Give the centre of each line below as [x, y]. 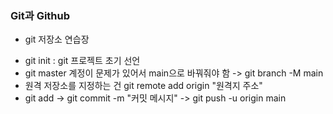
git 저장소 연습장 [57, 39]
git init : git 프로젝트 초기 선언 [82, 61]
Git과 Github [40, 15]
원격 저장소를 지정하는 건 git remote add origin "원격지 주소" [143, 86]
